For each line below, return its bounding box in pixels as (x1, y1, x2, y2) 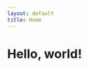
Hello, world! (7, 46, 82, 62)
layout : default (7, 10, 54, 17)
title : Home (7, 16, 42, 23)
